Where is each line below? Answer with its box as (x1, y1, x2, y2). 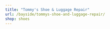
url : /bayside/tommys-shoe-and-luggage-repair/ (5, 12, 106, 17)
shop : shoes (5, 16, 30, 21)
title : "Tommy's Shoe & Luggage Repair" (5, 7, 90, 12)
